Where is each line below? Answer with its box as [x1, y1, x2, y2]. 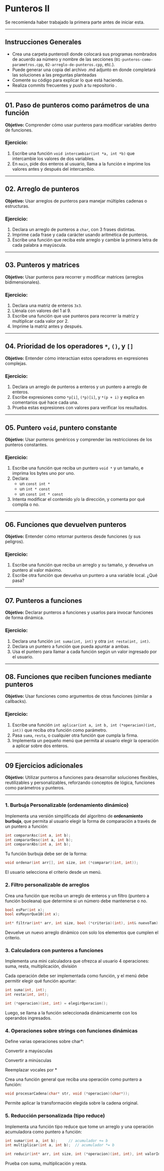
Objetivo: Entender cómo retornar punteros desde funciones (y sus [5, 533, 141, 540]
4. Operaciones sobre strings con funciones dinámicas [5, 1027, 138, 1034]
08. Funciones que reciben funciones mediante [5, 673, 152, 681]
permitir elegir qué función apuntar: [5, 978, 77, 984]
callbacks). [5, 699, 27, 704]
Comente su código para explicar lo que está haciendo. [12, 77, 123, 83]
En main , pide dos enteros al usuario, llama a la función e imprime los [12, 160, 150, 167]
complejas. [5, 360, 27, 366]
